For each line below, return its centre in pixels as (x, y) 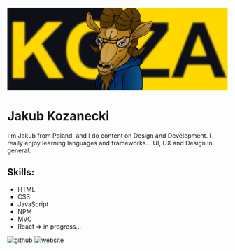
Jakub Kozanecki (58, 116)
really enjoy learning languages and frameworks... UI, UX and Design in (110, 143)
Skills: (21, 172)
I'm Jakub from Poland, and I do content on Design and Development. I (109, 135)
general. (19, 150)
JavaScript (33, 204)
